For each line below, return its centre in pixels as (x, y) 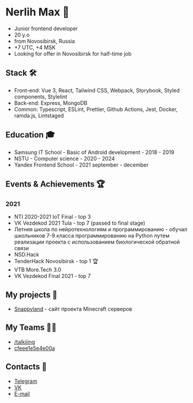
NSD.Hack (27, 255)
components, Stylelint (40, 97)
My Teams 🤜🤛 (31, 327)
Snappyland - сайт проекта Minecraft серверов (73, 309)
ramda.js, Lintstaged (39, 116)
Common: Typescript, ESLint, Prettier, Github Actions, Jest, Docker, (96, 109)
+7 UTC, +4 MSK (35, 47)
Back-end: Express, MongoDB (51, 103)
